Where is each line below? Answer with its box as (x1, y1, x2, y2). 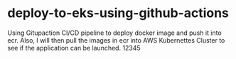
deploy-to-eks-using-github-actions (7, 5, 230, 21)
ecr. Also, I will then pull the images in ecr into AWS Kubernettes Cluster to (7, 36, 225, 44)
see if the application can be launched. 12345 (7, 43, 141, 52)
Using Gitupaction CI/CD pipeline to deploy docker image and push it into (7, 28, 222, 37)
